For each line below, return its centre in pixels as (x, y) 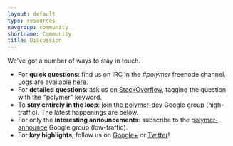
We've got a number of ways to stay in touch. (74, 61)
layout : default (31, 14)
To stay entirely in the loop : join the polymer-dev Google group (111, 105)
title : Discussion (35, 41)
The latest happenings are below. (90, 113)
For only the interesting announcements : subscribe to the (104, 120)
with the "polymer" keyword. (59, 98)
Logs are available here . (53, 82)
